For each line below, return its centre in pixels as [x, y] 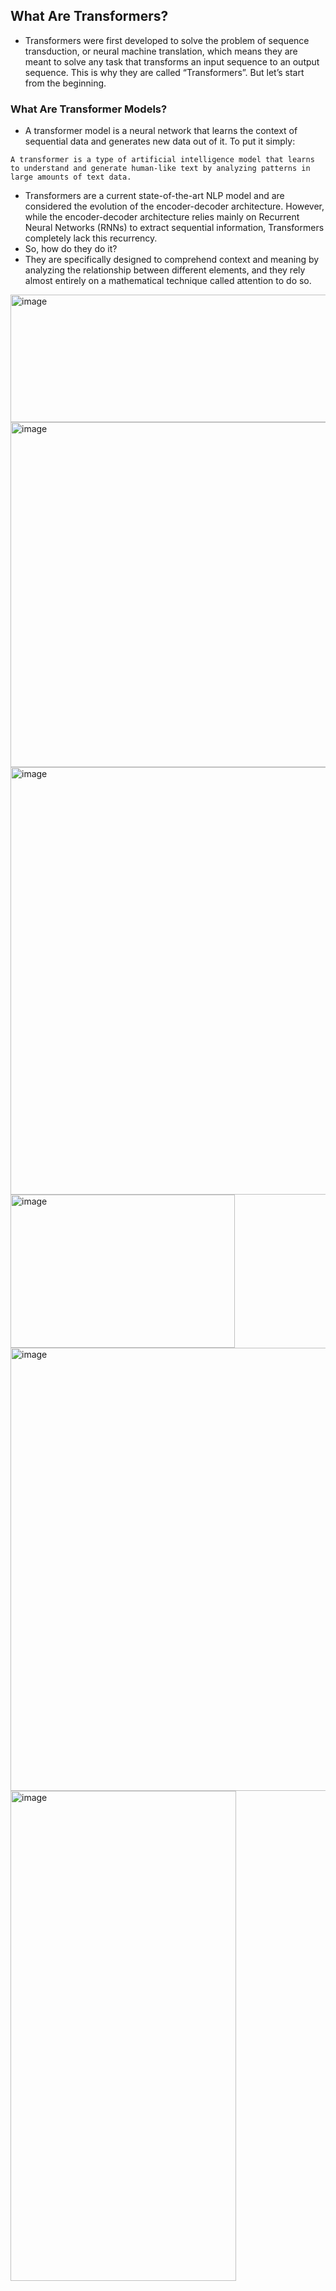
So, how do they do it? [71, 249]
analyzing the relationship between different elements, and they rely [165, 270]
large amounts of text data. [71, 177]
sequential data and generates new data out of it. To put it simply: [160, 141]
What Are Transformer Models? [89, 109]
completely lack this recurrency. [91, 238]
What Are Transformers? [89, 16]
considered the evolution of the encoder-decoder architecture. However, [174, 206]
